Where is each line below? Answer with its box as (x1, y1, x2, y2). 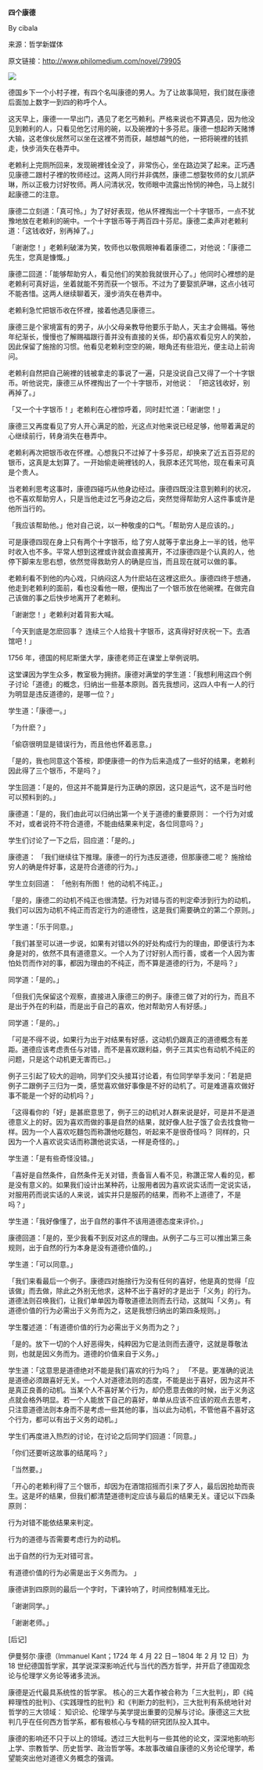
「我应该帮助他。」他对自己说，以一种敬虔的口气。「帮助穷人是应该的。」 (8, 521, 238, 529)
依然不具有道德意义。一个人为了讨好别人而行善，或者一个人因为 (41, 949, 248, 957)
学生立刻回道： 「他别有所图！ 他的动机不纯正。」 (8, 879, 167, 888)
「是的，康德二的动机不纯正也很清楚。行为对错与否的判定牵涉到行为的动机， (8, 895, 255, 905)
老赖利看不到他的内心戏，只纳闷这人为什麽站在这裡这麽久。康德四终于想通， (8, 573, 255, 583)
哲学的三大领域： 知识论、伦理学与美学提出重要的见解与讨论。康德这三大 (8, 1707, 243, 1717)
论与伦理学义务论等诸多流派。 (8, 1671, 104, 1680)
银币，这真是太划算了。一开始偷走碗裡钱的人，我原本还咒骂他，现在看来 (8, 458, 241, 466)
